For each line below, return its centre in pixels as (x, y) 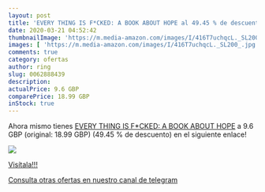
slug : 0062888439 (37, 74)
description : (30, 81)
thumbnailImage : (35, 38)
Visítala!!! (23, 165)
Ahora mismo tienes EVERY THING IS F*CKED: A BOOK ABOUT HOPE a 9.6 (131, 126)
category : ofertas (38, 60)
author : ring (30, 67)
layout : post (30, 15)
